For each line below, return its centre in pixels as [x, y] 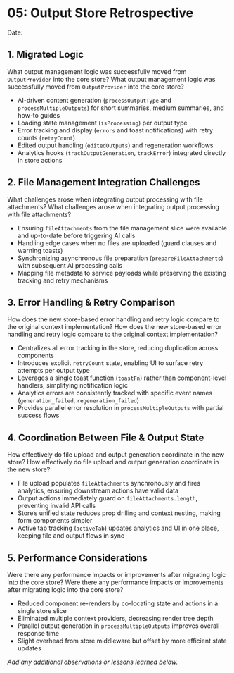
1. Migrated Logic [46, 55]
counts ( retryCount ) [46, 137]
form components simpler [55, 521]
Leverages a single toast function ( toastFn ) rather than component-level [122, 378]
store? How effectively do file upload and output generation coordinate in [113, 462]
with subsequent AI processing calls [70, 265]
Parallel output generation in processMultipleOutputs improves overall [118, 626]
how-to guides [39, 115]
